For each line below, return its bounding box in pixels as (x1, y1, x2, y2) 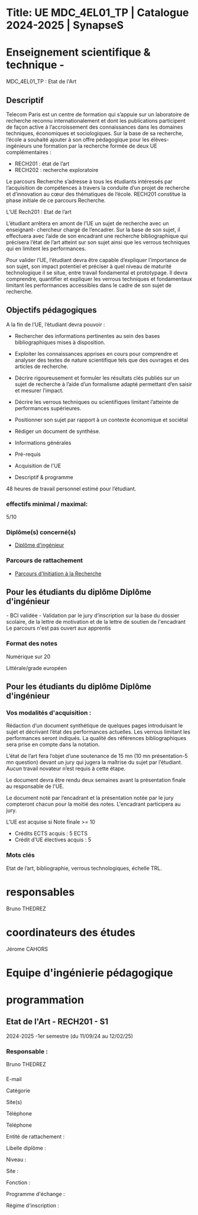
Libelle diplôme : (6, 1144, 46, 1152)
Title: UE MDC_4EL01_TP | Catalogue (6, 6, 189, 20)
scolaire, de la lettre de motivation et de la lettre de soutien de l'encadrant (6, 618, 186, 626)
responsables (6, 885, 75, 898)
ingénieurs (6, 142, 33, 149)
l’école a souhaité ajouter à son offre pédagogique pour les (6, 136, 150, 143)
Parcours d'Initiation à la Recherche (14, 570, 102, 577)
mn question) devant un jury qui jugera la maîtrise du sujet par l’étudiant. (6, 759, 183, 766)
